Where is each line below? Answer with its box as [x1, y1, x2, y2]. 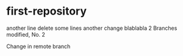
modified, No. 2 [6, 30, 46, 38]
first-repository [6, 4, 87, 18]
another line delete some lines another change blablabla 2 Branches [6, 24, 178, 32]
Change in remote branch [6, 43, 71, 50]
